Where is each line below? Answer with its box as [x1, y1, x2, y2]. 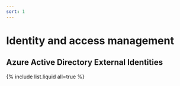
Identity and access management [6, 34, 175, 47]
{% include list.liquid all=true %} [6, 73, 85, 80]
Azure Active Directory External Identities [6, 57, 163, 68]
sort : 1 [6, 8, 25, 15]
